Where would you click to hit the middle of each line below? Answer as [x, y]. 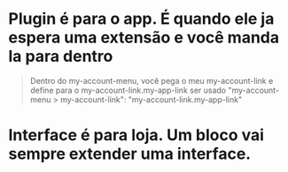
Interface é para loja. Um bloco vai [136, 135]
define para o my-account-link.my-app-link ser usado [128, 90]
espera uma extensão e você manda [144, 37]
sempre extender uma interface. [130, 154]
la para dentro [61, 56]
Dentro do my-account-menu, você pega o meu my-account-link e [152, 80]
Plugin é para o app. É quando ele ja [141, 19]
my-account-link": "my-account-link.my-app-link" [151, 99]
